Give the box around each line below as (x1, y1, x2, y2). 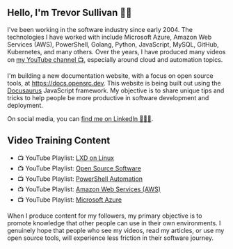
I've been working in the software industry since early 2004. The (7, 25, 193, 33)
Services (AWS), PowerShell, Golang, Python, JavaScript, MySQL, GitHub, (7, 40, 219, 49)
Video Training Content (7, 135, 111, 147)
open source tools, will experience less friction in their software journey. (7, 234, 214, 242)
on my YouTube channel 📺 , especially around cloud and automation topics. (7, 55, 223, 63)
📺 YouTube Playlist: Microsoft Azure (17, 195, 122, 204)
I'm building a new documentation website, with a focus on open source (7, 71, 214, 80)
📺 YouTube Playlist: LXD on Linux (17, 154, 115, 162)
